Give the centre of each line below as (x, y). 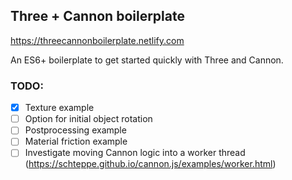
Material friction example (76, 141)
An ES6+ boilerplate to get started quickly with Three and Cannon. (147, 60)
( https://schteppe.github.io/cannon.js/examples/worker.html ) (150, 164)
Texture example (59, 108)
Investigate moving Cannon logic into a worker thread (135, 153)
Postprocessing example (75, 130)
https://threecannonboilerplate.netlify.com (97, 40)
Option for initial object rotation (88, 119)
